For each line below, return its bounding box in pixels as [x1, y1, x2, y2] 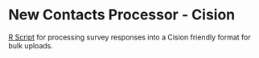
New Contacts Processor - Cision [8, 6, 236, 24]
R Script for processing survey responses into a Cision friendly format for [8, 32, 251, 42]
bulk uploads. [8, 40, 54, 50]
